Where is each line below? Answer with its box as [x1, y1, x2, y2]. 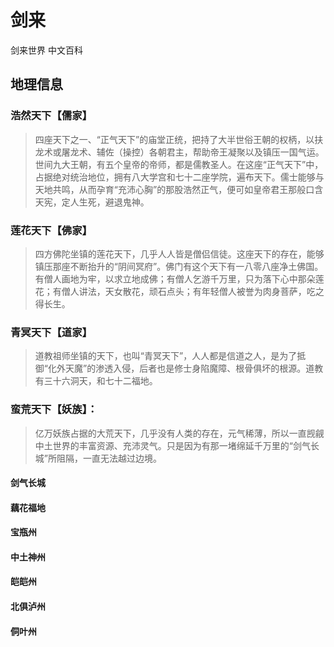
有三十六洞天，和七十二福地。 [34, 375, 158, 387]
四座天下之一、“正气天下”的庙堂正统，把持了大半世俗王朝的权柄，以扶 [34, 133, 324, 145]
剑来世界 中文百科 [10, 44, 83, 56]
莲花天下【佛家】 [10, 223, 93, 237]
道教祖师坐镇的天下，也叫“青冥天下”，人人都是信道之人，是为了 [34, 350, 298, 362]
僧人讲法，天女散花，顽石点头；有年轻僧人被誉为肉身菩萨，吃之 [61, 285, 325, 297]
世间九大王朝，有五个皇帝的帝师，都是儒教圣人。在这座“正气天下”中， [34, 158, 324, 170]
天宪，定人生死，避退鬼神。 [34, 196, 150, 208]
